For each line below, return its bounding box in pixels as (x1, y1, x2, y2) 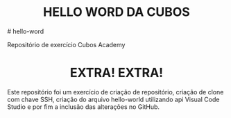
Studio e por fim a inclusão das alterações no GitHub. (7, 102, 160, 111)
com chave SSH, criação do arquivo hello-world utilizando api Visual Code (7, 95, 220, 103)
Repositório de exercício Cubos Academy (7, 40, 126, 49)
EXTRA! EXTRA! (69, 65, 164, 81)
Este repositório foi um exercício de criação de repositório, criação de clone (7, 87, 224, 96)
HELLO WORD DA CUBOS (42, 4, 191, 20)
